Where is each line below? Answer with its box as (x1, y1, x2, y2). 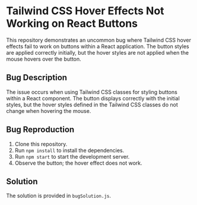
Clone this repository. (14, 140, 68, 147)
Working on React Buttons (6, 17, 138, 30)
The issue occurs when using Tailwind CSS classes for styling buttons (6, 88, 178, 96)
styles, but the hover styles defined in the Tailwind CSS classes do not (6, 101, 178, 108)
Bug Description (6, 72, 67, 83)
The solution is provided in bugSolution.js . (6, 192, 112, 200)
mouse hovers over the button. (6, 55, 81, 62)
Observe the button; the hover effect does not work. (14, 159, 142, 166)
